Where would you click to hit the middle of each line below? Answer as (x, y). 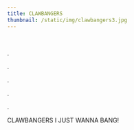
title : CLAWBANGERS (35, 13)
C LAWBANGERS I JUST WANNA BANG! (63, 120)
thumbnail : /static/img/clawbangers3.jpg (67, 20)
